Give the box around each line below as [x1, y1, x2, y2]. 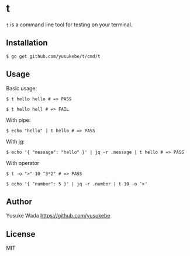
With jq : [6, 138, 25, 145]
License [6, 229, 36, 239]
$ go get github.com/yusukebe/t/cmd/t [6, 53, 101, 59]
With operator [6, 159, 40, 166]
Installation [6, 38, 48, 48]
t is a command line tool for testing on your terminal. [6, 21, 133, 28]
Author [6, 197, 32, 206]
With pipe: [6, 116, 31, 124]
